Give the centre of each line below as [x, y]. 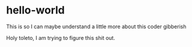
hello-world [36, 10]
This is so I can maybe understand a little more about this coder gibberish [96, 26]
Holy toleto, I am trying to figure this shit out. [61, 38]
